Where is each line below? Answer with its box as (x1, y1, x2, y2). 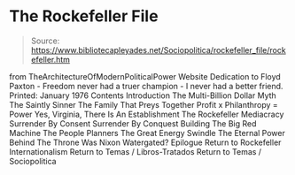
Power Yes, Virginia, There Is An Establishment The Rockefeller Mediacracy (9, 109, 284, 119)
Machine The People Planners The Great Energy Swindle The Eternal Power (9, 127, 285, 138)
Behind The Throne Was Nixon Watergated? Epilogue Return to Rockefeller (9, 137, 282, 148)
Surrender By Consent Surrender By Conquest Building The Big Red (9, 118, 257, 129)
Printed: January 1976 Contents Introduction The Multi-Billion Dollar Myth (9, 90, 276, 101)
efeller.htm (30, 54, 71, 65)
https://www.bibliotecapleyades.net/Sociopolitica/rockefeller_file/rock (30, 44, 286, 55)
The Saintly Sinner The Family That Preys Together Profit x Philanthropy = (9, 99, 279, 110)
